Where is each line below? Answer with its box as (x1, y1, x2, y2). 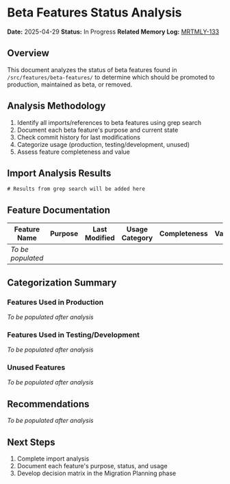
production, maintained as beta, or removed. (7, 80, 133, 89)
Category (121, 233, 153, 243)
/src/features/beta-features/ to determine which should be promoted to (7, 73, 215, 81)
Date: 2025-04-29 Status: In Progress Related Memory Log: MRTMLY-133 (7, 27, 220, 36)
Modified (84, 233, 115, 243)
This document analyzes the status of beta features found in (7, 65, 177, 73)
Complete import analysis (16, 454, 90, 463)
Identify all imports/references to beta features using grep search (16, 118, 202, 126)
